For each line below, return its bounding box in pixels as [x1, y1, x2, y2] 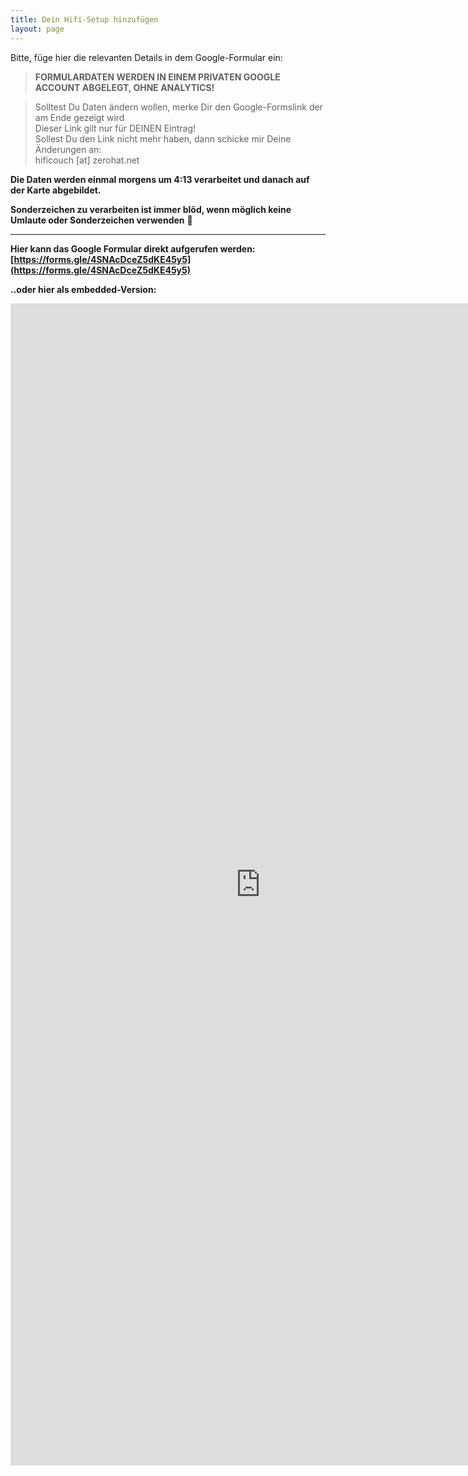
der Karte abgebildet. [10, 184, 102, 196]
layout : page [10, 24, 65, 34]
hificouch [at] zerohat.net [34, 154, 140, 166]
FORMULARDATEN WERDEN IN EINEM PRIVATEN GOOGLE [34, 71, 281, 83]
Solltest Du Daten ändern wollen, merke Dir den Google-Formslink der [34, 101, 323, 113]
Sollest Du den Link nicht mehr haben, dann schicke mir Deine [34, 132, 292, 145]
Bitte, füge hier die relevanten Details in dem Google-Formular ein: [10, 51, 283, 63]
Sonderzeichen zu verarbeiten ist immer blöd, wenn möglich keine [10, 203, 292, 215]
